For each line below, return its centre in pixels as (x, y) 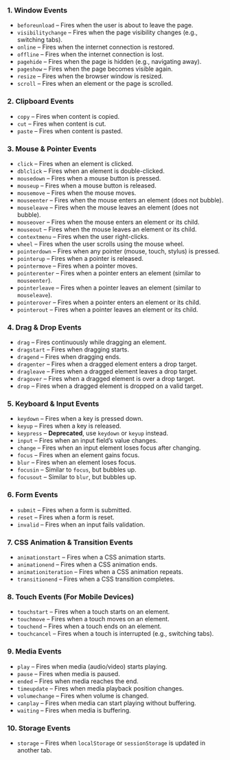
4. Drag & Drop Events (44, 327)
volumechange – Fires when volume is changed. (83, 695)
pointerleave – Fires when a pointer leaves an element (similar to (109, 288)
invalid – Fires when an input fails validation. (81, 525)
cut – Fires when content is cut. (61, 124)
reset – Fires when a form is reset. (66, 517)
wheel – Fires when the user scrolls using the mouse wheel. (101, 244)
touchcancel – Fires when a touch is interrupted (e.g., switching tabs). (115, 634)
